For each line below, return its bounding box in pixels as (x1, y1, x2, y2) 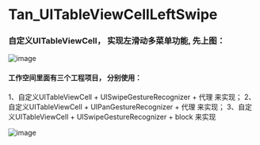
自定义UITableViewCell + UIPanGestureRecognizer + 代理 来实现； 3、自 (8, 101, 246, 112)
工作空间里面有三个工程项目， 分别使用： (8, 73, 143, 82)
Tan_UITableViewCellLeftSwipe (8, 6, 218, 24)
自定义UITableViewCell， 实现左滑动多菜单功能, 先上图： (8, 36, 226, 47)
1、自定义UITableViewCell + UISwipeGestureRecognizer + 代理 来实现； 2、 (8, 92, 256, 101)
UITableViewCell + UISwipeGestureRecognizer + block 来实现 (14, 112, 216, 121)
